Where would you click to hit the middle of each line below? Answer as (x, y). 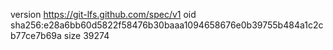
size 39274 (86, 35)
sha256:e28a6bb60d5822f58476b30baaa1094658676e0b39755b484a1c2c (167, 25)
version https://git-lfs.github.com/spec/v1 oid (103, 14)
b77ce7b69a (36, 35)
